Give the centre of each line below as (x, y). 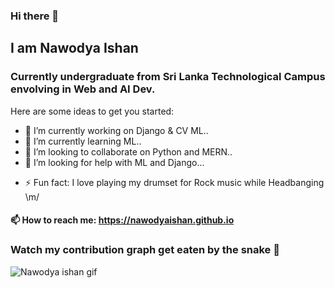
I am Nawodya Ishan (74, 48)
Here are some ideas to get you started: (92, 111)
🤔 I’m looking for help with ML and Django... (114, 162)
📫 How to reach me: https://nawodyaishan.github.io (122, 220)
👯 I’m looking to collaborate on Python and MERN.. (128, 151)
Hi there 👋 (35, 16)
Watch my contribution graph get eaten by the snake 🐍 (145, 250)
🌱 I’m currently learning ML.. (83, 141)
